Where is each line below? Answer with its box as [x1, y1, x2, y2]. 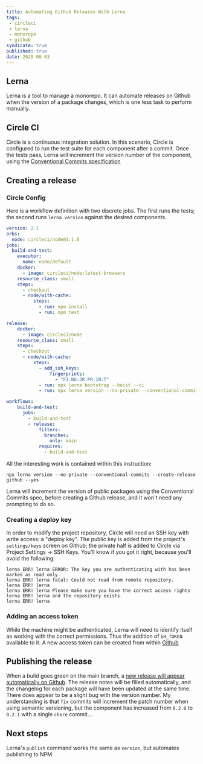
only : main [49, 438, 77, 444]
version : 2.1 [6, 225, 39, 231]
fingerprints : [49, 371, 85, 377]
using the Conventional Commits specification [6, 158, 121, 165]
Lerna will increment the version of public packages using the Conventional [6, 487, 194, 495]
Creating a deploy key [6, 515, 72, 524]
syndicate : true [6, 43, 47, 49]
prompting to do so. [6, 501, 56, 508]
